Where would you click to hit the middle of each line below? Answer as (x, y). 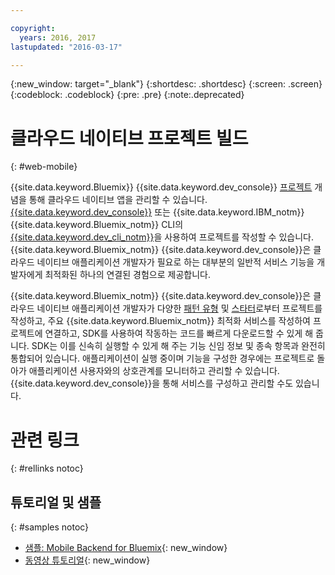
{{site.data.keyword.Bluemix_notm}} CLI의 (97, 225)
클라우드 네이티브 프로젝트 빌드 (129, 138)
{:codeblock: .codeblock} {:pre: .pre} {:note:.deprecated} (127, 95)
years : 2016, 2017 (58, 37)
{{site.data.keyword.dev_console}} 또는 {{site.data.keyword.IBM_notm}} (157, 212)
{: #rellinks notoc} (47, 468)
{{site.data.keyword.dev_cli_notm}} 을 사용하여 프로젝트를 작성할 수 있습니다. (162, 237)
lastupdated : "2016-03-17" (66, 47)
